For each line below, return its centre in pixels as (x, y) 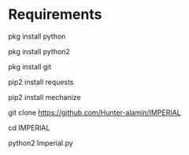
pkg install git (30, 66)
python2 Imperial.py (41, 142)
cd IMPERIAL (29, 127)
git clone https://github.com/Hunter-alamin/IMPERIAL (94, 113)
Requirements (55, 15)
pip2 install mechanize (44, 97)
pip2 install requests (41, 82)
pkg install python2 (39, 51)
